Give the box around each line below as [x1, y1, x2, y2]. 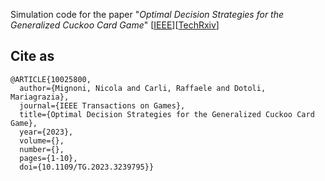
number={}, [19, 144, 65, 154]
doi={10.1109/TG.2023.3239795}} [19, 162, 155, 172]
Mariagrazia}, [10, 92, 70, 102]
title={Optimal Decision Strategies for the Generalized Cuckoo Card [19, 109, 315, 119]
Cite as [10, 48, 55, 65]
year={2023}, [19, 127, 74, 137]
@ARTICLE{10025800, [10, 74, 92, 84]
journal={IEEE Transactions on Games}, [19, 100, 186, 111]
